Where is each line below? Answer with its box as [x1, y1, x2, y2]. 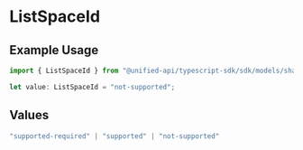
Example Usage [9, 42, 99, 58]
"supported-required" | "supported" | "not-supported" [9, 131, 220, 141]
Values [9, 108, 50, 123]
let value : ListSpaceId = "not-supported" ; [9, 82, 176, 91]
